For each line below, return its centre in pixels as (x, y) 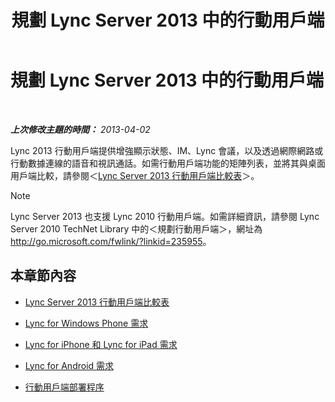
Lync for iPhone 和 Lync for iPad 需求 (101, 344)
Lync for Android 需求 (69, 365)
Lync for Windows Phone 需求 (86, 323)
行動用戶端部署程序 (64, 387)
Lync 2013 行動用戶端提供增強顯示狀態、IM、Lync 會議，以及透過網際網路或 (167, 150)
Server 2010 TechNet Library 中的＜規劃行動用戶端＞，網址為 (136, 228)
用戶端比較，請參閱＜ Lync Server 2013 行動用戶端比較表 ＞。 (135, 175)
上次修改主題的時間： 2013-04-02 (80, 129)
